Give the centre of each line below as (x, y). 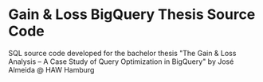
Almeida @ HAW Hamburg (51, 69)
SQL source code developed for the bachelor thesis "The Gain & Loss (122, 53)
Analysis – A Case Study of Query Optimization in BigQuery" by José (121, 61)
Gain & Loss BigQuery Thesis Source (132, 15)
